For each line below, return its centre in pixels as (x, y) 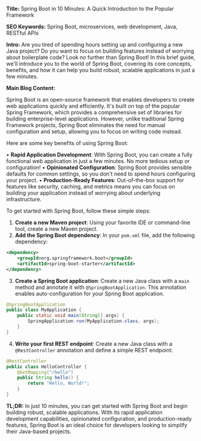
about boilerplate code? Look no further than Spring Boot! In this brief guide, (101, 57)
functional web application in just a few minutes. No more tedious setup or (98, 161)
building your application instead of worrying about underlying (83, 193)
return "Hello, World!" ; (59, 383)
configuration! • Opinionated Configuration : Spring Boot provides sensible (99, 167)
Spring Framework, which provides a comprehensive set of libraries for (94, 112)
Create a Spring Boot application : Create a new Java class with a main (102, 280)
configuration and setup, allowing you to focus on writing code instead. (94, 132)
